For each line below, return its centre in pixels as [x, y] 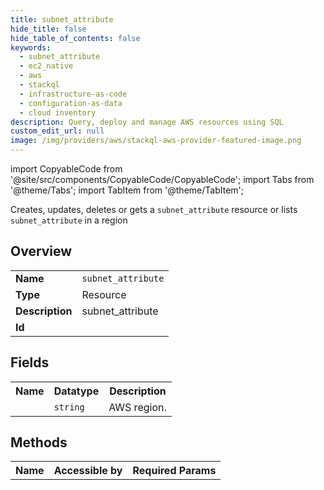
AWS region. [137, 407]
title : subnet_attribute [62, 19]
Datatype [76, 391]
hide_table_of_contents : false [75, 38]
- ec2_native [46, 66]
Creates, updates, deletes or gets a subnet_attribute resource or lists [154, 209]
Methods [39, 442]
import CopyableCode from [66, 169]
